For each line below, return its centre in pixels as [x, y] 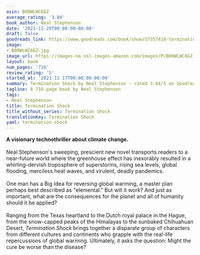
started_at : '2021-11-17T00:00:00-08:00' [58, 78]
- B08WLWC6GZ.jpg [28, 51]
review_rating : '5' [30, 73]
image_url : [20, 56]
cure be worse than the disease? [46, 247]
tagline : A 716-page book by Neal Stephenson [63, 89]
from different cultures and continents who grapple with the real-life [90, 234]
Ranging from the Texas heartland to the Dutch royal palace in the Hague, [96, 216]
